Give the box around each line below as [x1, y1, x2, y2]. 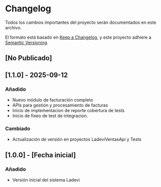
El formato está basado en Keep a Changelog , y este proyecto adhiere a [5, 34, 152, 40]
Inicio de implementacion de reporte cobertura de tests [12, 108, 125, 114]
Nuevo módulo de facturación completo [12, 97, 93, 103]
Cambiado [5, 125, 31, 132]
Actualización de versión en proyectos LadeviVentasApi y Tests [12, 136, 142, 142]
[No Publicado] [5, 54, 52, 62]
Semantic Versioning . [5, 39, 48, 45]
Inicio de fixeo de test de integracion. [12, 113, 88, 119]
